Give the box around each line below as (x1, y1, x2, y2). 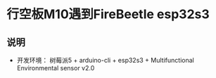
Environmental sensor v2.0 (16, 64, 95, 72)
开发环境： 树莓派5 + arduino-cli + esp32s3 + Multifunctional (16, 56, 194, 64)
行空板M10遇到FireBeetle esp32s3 (6, 6, 210, 22)
